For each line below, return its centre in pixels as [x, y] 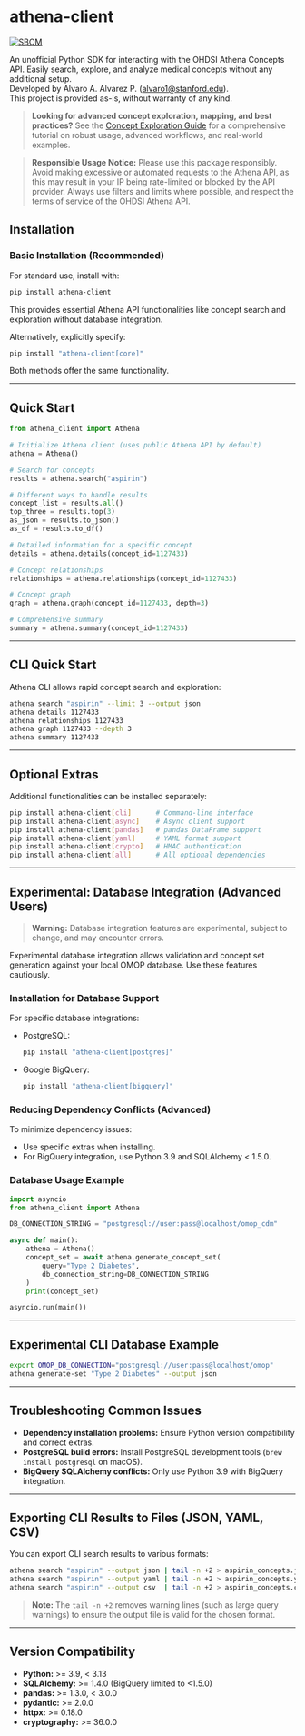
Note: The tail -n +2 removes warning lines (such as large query [155, 1605]
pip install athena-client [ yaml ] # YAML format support [126, 838]
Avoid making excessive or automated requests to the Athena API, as [160, 172]
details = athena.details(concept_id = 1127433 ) [99, 553]
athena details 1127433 [54, 712]
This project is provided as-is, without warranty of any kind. [121, 98]
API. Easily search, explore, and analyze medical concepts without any [141, 69]
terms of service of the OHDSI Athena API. [111, 201]
